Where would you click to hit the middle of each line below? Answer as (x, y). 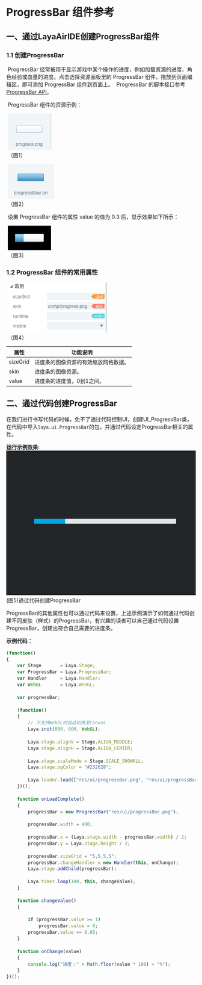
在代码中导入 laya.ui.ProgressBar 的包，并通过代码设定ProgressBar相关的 (97, 427)
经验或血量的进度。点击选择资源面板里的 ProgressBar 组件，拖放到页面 (99, 76)
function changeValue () (47, 901)
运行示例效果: (23, 447)
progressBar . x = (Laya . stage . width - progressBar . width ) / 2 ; (107, 837)
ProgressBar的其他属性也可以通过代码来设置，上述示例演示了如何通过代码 (98, 613)
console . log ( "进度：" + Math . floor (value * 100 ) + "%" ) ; (99, 964)
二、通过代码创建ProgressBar (62, 404)
